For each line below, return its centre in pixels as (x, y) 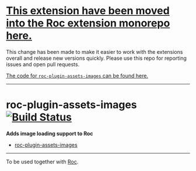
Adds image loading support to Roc (50, 134)
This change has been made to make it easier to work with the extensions (94, 52)
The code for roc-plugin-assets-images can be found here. (77, 76)
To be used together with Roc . (42, 162)
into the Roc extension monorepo (88, 23)
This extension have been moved (88, 11)
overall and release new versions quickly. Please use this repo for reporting (96, 58)
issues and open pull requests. (43, 64)
